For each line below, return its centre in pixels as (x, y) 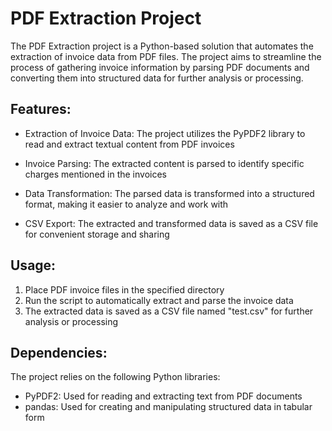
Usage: (33, 265)
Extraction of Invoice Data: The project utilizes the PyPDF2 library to (165, 133)
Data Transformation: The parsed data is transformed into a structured (169, 193)
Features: (41, 109)
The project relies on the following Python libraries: (115, 377)
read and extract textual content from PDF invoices (129, 144)
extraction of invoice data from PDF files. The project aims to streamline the (166, 56)
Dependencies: (59, 352)
